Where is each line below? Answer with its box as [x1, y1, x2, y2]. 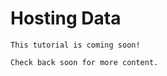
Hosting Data [10, 7, 122, 30]
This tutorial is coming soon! [10, 40, 141, 50]
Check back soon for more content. [10, 57, 159, 67]
